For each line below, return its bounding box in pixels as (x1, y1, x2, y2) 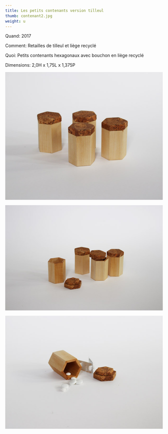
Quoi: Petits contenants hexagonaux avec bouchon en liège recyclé (5, 53, 144, 59)
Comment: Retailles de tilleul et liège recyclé (5, 43, 96, 49)
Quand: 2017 (5, 33, 31, 39)
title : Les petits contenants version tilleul (5, 8, 104, 13)
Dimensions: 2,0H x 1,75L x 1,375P (5, 62, 76, 68)
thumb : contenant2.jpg (5, 13, 52, 19)
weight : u (5, 19, 26, 24)
